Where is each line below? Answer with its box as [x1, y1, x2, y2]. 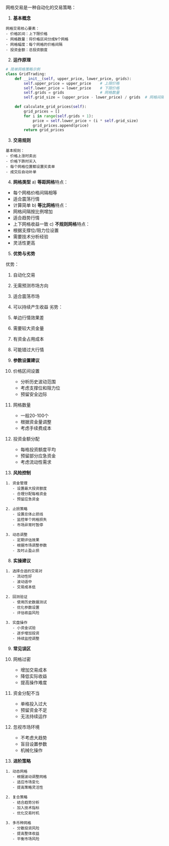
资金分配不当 [13, 690, 40, 696]
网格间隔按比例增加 [13, 208, 53, 215]
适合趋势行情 [13, 215, 40, 221]
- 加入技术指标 [12, 805, 40, 810]
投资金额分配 [13, 436, 40, 442]
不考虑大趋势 [20, 735, 47, 741]
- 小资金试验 [12, 625, 36, 630]
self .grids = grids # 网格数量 [24, 90, 120, 95]
